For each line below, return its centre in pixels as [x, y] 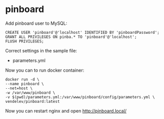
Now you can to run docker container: [45, 70]
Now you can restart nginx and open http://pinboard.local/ [66, 111]
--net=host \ [19, 88]
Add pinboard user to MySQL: [36, 23]
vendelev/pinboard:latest [32, 101]
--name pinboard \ [25, 84]
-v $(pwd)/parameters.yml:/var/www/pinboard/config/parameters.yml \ [80, 97]
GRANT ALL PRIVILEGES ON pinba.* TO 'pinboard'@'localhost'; [71, 37]
